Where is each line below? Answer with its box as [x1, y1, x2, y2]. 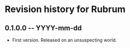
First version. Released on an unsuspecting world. [12, 37, 117, 43]
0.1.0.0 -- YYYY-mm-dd [5, 24, 82, 32]
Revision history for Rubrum [5, 4, 125, 15]
